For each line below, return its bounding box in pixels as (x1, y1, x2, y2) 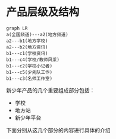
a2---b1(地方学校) (6, 38, 48, 44)
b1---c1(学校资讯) (6, 50, 48, 56)
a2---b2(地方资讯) (6, 44, 48, 50)
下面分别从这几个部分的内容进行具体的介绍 (6, 127, 111, 134)
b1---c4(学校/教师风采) (6, 57, 59, 63)
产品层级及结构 (6, 5, 80, 19)
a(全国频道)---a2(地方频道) (6, 31, 68, 37)
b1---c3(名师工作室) (6, 75, 52, 82)
